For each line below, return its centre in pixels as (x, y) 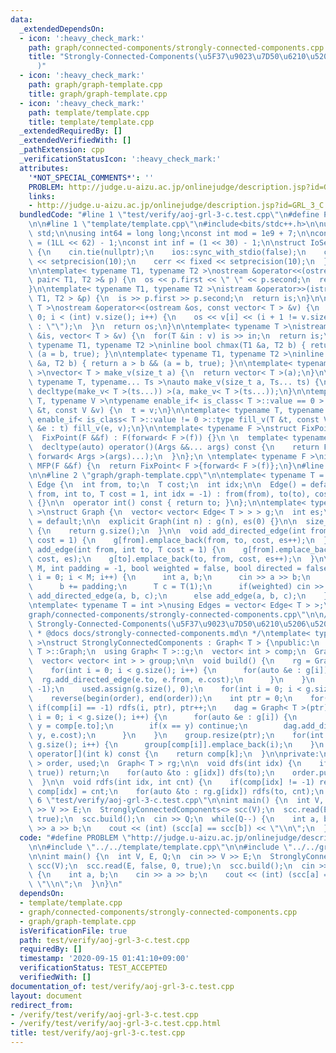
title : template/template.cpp (91, 122)
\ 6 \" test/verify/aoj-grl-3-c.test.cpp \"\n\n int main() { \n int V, (176, 801)
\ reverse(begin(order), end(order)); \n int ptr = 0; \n (160, 698)
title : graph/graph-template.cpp (98, 94)
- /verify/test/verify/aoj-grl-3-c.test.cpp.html (116, 1024)
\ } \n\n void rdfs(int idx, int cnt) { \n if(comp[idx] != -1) (171, 782)
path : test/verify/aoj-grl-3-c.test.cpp (104, 940)
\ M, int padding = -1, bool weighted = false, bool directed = (165, 568)
